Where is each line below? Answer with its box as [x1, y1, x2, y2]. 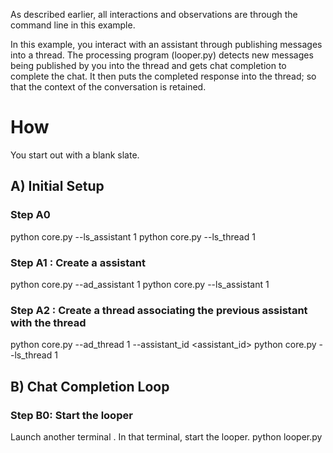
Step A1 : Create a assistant [10, 255, 146, 269]
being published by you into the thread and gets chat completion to [10, 60, 287, 71]
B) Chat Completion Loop [10, 378, 170, 395]
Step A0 [10, 208, 51, 222]
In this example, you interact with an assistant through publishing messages [10, 39, 323, 50]
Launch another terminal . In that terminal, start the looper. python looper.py [10, 430, 323, 443]
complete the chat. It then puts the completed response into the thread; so [10, 70, 317, 82]
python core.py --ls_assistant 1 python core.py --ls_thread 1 [10, 230, 256, 243]
